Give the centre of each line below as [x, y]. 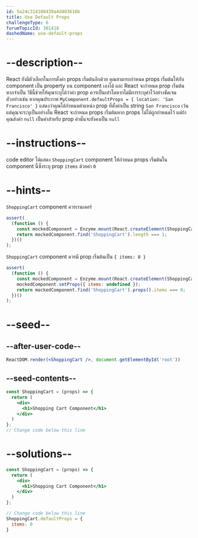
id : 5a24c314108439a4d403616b [43, 12]
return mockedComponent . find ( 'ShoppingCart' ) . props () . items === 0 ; [101, 290]
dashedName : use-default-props [44, 34]
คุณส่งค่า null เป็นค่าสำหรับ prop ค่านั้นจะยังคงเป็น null [63, 119]
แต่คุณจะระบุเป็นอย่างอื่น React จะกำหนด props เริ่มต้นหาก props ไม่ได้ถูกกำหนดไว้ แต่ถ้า [96, 112]
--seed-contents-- [41, 378]
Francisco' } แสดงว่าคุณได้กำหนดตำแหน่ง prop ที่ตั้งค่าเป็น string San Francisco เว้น [97, 106]
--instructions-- [46, 143]
